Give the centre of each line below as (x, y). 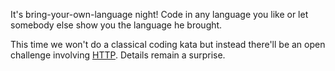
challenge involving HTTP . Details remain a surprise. (118, 55)
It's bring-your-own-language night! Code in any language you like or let (159, 14)
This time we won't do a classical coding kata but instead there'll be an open (168, 44)
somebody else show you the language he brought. (116, 25)
